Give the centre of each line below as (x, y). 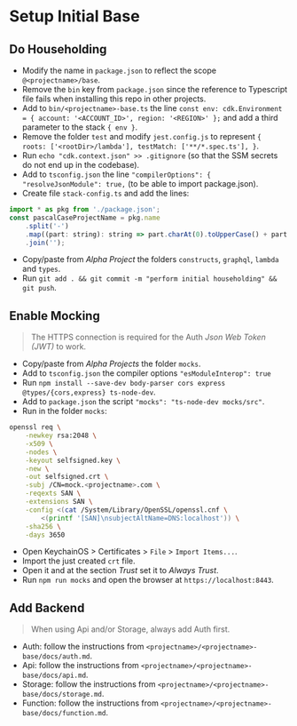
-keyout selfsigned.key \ (73, 460)
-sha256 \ (43, 526)
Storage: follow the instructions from (89, 684)
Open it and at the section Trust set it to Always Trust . (120, 570)
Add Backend (47, 607)
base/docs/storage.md (62, 695)
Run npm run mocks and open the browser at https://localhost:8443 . (148, 580)
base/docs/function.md (64, 714)
